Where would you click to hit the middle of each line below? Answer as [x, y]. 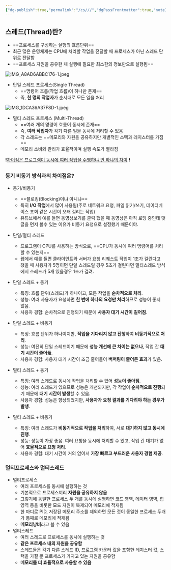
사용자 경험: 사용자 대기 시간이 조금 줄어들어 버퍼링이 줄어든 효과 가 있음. [91, 359]
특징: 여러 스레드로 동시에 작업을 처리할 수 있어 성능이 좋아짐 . [80, 381]
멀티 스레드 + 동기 [31, 370]
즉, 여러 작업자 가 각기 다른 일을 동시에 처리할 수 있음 [72, 131]
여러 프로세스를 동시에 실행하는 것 [54, 486]
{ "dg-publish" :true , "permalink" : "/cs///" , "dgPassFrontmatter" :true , [79, 10]
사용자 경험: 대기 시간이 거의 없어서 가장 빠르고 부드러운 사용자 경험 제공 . [92, 453]
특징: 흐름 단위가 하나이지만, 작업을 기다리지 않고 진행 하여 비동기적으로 [90, 333]
